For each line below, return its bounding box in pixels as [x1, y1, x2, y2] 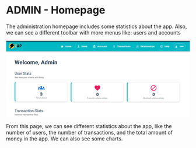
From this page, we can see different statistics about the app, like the [6, 123, 172, 130]
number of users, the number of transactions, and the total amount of [6, 129, 173, 136]
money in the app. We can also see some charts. [6, 135, 123, 142]
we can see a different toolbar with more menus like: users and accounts [6, 29, 181, 36]
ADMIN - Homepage [6, 4, 106, 17]
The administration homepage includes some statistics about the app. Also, [6, 23, 187, 30]
